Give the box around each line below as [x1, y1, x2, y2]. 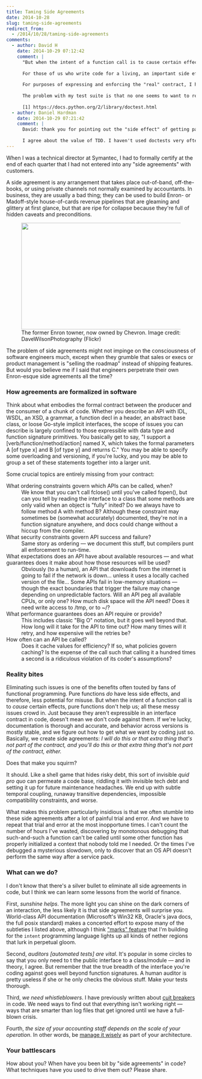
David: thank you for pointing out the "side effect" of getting [22, 127, 189, 133]
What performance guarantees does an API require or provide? [6, 610, 162, 618]
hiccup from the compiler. [21, 527, 85, 534]
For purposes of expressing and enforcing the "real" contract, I [22, 82, 192, 88]
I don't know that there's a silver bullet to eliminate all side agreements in [6, 882, 187, 889]
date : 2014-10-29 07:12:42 [17, 48, 85, 54]
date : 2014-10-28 [6, 14, 50, 20]
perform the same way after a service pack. [6, 853, 115, 860]
